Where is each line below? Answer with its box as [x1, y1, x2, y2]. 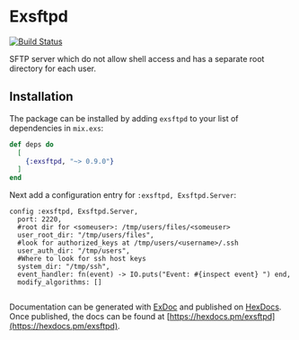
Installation [9, 89, 74, 104]
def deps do [9, 139, 54, 149]
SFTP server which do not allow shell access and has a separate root [9, 53, 265, 64]
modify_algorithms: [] [17, 278, 102, 287]
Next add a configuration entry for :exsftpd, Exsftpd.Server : [9, 190, 236, 201]
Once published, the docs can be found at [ [9, 311, 171, 322]
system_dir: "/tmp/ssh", [17, 263, 110, 272]
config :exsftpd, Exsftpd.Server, [9, 207, 139, 217]
